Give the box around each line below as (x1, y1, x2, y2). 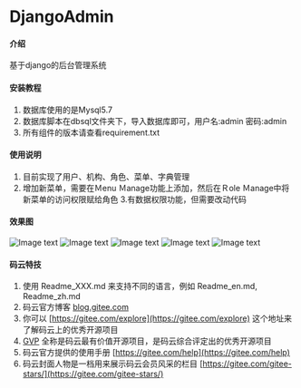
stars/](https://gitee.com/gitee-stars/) (22, 369, 164, 380)
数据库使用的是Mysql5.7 (22, 104, 113, 115)
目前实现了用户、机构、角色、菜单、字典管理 (22, 170, 190, 182)
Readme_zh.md (22, 291, 82, 302)
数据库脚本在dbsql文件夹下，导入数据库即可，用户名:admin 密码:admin (22, 115, 287, 126)
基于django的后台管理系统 (9, 60, 107, 71)
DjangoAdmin (9, 6, 114, 27)
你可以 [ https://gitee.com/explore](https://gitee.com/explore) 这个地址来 (22, 313, 293, 324)
